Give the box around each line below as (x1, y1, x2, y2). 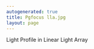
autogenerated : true (6, 8, 58, 15)
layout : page (6, 20, 39, 26)
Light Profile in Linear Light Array (6, 36, 89, 44)
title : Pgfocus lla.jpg (6, 14, 66, 20)
